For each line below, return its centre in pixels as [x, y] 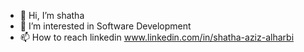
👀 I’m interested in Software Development [105, 26]
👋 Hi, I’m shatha [52, 15]
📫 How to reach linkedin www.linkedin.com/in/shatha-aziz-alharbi [157, 37]
